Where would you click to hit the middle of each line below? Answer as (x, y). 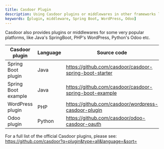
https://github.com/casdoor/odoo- (105, 118)
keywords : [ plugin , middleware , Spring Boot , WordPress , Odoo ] (71, 19)
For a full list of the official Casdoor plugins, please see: (61, 136)
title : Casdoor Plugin (28, 9)
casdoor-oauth (83, 124)
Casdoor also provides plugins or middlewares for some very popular (75, 33)
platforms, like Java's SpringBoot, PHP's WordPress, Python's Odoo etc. (78, 37)
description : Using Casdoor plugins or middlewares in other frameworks (81, 14)
